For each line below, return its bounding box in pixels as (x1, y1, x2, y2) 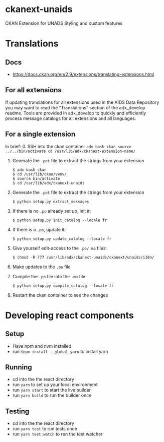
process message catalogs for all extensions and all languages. (5, 115, 136, 121)
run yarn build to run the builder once (12, 392, 92, 399)
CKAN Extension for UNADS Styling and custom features (5, 20, 123, 26)
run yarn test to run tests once (12, 426, 78, 432)
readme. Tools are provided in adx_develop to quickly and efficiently (5, 110, 146, 116)
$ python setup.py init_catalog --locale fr (12, 218, 107, 223)
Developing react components (5, 309, 134, 321)
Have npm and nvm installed (12, 343, 72, 349)
